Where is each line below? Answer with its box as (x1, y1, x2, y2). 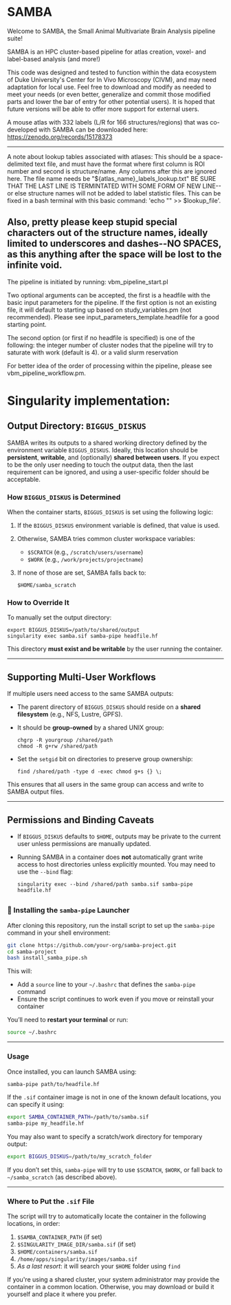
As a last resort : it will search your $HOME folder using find (16, 1262, 181, 1271)
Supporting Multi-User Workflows (7, 671, 156, 683)
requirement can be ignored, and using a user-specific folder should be (7, 467, 210, 476)
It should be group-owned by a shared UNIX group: (16, 723, 164, 732)
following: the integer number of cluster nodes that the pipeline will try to (7, 341, 214, 349)
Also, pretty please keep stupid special (7, 216, 177, 228)
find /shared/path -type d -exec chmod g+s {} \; (16, 768, 163, 775)
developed (7, 125, 38, 134)
